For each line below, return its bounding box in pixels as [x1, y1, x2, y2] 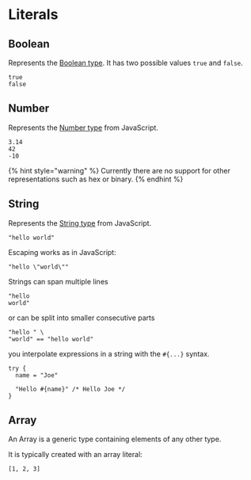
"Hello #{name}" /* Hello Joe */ [15, 385, 126, 393]
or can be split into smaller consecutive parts [8, 313, 155, 322]
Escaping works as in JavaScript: [8, 247, 116, 257]
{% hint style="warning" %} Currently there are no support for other [8, 166, 231, 175]
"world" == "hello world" [8, 335, 93, 343]
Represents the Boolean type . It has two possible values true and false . [8, 58, 243, 67]
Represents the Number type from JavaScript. [8, 123, 158, 132]
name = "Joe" [15, 371, 59, 379]
